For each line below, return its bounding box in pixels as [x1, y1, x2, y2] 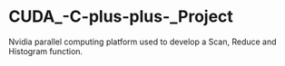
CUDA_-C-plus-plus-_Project [8, 6, 233, 27]
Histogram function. [8, 45, 84, 56]
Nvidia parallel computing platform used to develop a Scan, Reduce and [8, 36, 278, 47]
